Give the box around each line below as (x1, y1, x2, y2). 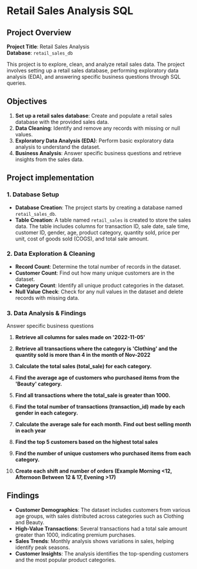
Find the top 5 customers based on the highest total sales (15, 439, 158, 446)
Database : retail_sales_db (6, 49, 73, 56)
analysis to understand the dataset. (15, 143, 101, 150)
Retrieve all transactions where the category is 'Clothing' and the (15, 345, 178, 352)
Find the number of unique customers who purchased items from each (15, 450, 191, 457)
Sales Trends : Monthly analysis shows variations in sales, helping (15, 537, 175, 544)
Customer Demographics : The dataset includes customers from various (15, 506, 191, 513)
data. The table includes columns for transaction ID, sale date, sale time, (15, 222, 190, 230)
